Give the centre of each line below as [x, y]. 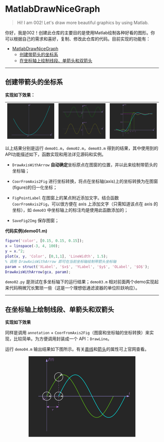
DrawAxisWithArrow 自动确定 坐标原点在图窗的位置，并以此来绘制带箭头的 [85, 165]
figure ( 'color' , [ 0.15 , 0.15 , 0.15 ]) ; [44, 241]
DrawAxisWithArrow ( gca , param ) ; [38, 272]
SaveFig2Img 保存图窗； [36, 221]
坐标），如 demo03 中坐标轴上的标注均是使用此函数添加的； [70, 210]
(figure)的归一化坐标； [35, 188]
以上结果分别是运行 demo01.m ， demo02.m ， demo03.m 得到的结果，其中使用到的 [82, 148]
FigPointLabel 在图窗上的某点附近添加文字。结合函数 [65, 198]
